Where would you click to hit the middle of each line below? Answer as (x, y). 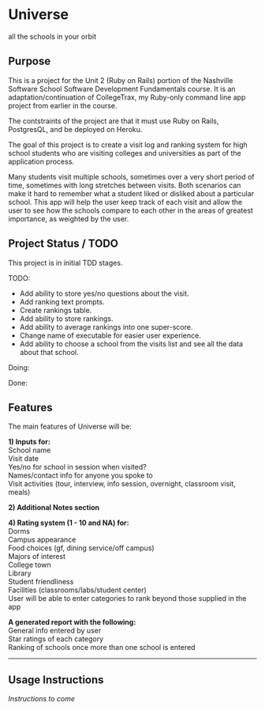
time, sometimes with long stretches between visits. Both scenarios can (125, 185)
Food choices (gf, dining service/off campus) (82, 548)
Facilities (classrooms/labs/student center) (78, 590)
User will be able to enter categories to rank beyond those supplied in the (127, 599)
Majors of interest (37, 557)
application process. (41, 161)
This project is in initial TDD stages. (65, 262)
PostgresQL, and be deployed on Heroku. (75, 129)
